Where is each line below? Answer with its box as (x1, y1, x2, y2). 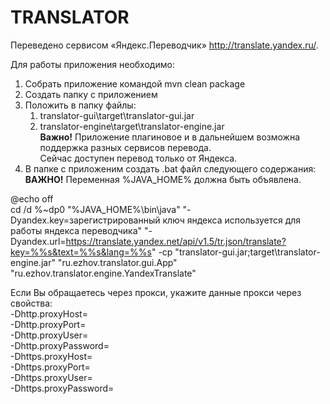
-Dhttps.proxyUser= (10, 371, 93, 383)
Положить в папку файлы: (24, 99, 137, 111)
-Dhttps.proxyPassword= (10, 382, 115, 394)
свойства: (10, 297, 53, 309)
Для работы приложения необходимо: (10, 58, 175, 70)
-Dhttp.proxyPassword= (10, 339, 110, 351)
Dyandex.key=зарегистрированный (10, 214, 161, 226)
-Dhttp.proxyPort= (10, 318, 87, 330)
